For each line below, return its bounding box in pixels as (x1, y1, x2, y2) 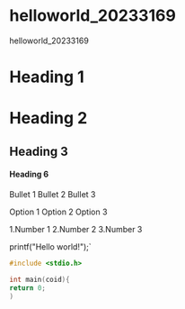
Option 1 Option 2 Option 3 (9, 206, 108, 217)
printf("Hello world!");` (9, 241, 92, 252)
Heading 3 (9, 143, 69, 159)
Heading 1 (9, 67, 85, 87)
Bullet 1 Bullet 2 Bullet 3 (9, 188, 96, 199)
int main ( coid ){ (9, 275, 70, 284)
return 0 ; (9, 283, 47, 293)
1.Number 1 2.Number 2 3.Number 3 (9, 223, 143, 234)
